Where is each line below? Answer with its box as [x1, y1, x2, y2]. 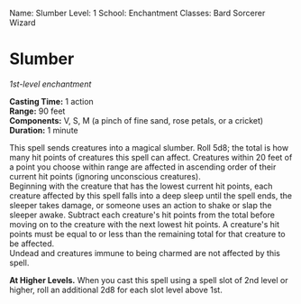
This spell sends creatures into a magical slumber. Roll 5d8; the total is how [9, 142, 289, 152]
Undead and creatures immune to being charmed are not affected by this [9, 247, 281, 258]
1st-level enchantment [9, 78, 92, 89]
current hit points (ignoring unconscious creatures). [9, 170, 201, 181]
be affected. [9, 238, 55, 249]
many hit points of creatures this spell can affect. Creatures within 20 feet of [9, 152, 293, 162]
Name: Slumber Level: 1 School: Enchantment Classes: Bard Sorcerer [9, 8, 266, 18]
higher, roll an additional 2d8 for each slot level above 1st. [9, 284, 223, 295]
